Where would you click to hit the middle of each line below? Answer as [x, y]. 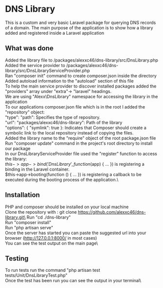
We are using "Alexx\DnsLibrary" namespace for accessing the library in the [81, 96]
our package [18, 148]
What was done [29, 48]
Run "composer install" [28, 222]
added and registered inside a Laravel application [55, 33]
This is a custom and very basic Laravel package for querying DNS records [81, 22]
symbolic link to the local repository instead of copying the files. [69, 133]
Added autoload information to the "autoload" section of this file [70, 81]
